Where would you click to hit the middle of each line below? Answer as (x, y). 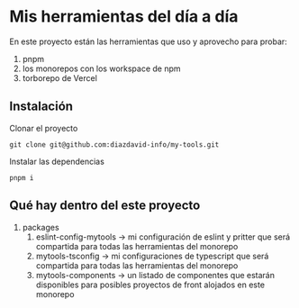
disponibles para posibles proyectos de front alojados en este (150, 285)
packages (41, 227)
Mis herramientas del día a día (124, 17)
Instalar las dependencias (57, 161)
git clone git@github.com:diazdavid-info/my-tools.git (114, 145)
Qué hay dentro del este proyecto (105, 206)
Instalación (41, 107)
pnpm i (22, 177)
